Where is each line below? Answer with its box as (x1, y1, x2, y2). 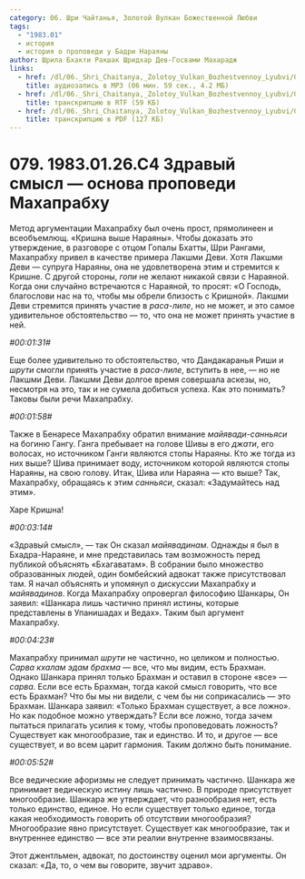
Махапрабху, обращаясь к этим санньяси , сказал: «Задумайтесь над (9, 477, 280, 488)
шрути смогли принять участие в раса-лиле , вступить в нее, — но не (9, 365, 280, 376)
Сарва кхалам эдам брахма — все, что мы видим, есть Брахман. (9, 662, 266, 673)
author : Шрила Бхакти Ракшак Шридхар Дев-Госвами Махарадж (9, 56, 238, 65)
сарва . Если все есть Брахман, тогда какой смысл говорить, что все (9, 682, 278, 692)
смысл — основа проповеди (9, 174, 236, 194)
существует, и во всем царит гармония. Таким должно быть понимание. (9, 739, 292, 751)
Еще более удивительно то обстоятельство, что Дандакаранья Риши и (9, 355, 284, 366)
